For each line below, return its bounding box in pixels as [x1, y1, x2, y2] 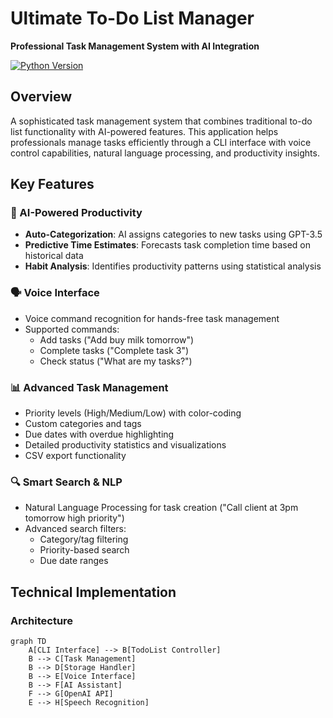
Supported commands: [24, 323, 120, 335]
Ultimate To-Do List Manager [10, 7, 255, 30]
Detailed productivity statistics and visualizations [24, 439, 227, 451]
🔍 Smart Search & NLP [10, 475, 123, 489]
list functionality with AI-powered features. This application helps [10, 125, 279, 137]
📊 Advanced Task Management [10, 380, 169, 394]
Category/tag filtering [39, 533, 129, 546]
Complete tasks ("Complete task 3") [39, 344, 190, 356]
